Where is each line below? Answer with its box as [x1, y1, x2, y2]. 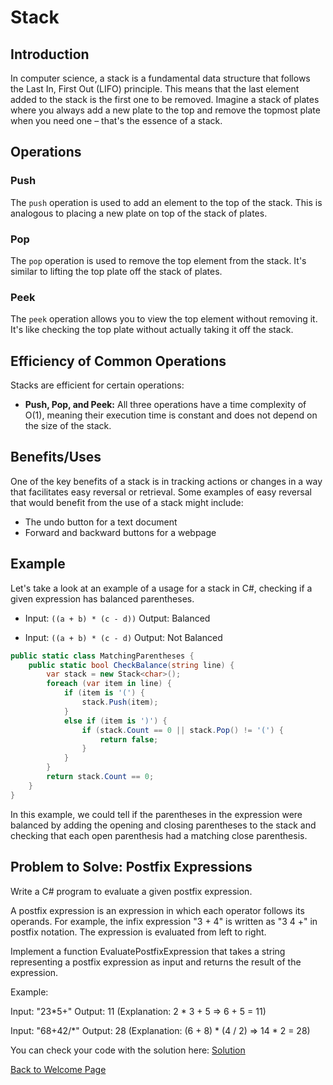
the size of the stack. [24, 420, 112, 432]
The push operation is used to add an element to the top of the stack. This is [10, 196, 323, 208]
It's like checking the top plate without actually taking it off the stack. [10, 324, 294, 336]
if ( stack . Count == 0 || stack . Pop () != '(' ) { [81, 725, 284, 735]
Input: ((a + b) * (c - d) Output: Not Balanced [24, 631, 223, 643]
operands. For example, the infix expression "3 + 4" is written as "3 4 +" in [10, 915, 318, 927]
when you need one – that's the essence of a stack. [10, 115, 223, 126]
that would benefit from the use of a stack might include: [10, 496, 244, 508]
